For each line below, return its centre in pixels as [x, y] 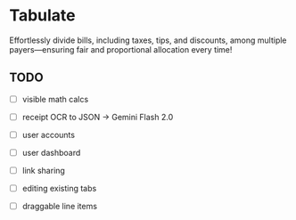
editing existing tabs [59, 189]
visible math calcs [55, 99]
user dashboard [51, 152]
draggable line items [60, 207]
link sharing [43, 171]
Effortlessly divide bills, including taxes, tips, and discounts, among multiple [148, 40]
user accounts [49, 134]
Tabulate [42, 16]
